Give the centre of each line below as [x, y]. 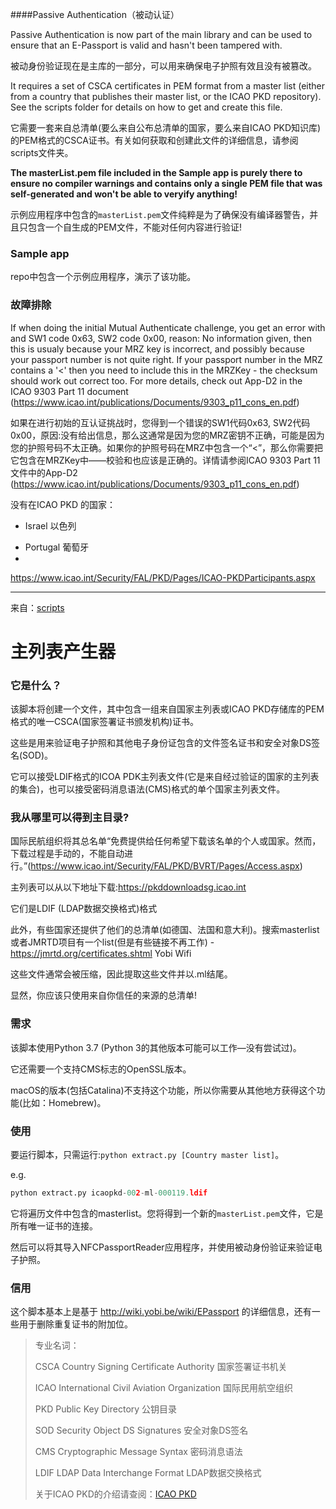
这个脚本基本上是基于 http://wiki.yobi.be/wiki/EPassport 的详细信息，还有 [161, 1312]
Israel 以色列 [50, 525]
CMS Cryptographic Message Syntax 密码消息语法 [138, 1452]
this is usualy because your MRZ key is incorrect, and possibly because [157, 349]
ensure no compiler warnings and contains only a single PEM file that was [166, 183]
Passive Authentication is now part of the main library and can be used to [161, 34]
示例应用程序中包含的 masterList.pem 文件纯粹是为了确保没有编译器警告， [160, 214]
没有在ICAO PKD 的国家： [63, 504]
